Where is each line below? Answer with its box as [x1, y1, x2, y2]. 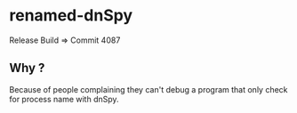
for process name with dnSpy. [9, 93, 119, 104]
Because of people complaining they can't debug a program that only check [9, 84, 288, 94]
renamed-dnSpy [9, 5, 133, 26]
